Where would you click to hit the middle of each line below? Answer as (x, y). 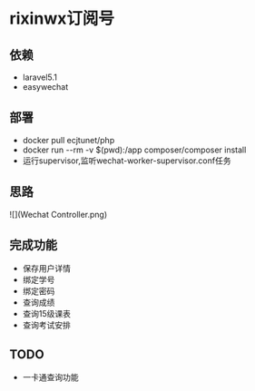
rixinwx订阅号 (62, 19)
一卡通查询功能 (50, 377)
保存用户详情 (46, 269)
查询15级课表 (46, 314)
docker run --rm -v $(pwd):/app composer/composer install (134, 150)
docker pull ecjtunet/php (69, 140)
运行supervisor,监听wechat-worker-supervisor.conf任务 (127, 161)
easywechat (45, 87)
